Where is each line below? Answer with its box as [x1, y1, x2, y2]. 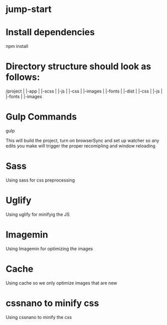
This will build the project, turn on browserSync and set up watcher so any [6, 137, 159, 143]
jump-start [6, 4, 52, 15]
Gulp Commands [6, 111, 77, 123]
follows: [6, 71, 40, 83]
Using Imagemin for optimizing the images [6, 246, 93, 252]
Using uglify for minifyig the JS [6, 211, 70, 217]
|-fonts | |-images [6, 94, 42, 100]
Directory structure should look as [6, 61, 151, 72]
